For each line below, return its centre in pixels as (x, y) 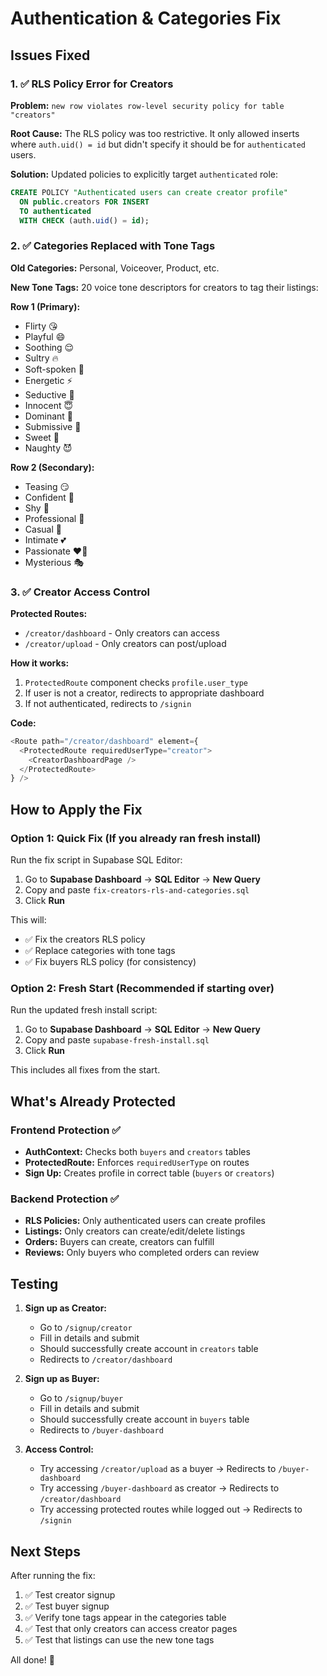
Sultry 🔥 (41, 358)
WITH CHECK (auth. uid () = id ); (84, 220)
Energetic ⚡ (48, 380)
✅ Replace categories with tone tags (100, 951)
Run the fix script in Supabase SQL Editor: (96, 860)
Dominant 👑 (49, 416)
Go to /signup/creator (86, 1328)
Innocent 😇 (49, 405)
